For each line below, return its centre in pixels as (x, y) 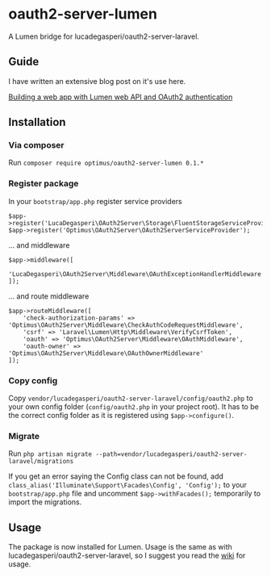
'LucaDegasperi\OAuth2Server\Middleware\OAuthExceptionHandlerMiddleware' (137, 274)
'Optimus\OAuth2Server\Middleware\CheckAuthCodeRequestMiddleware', (126, 325)
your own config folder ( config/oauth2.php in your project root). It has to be (134, 407)
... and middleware (39, 245)
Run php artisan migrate (50, 454)
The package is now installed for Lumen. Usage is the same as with (120, 547)
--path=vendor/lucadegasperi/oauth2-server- (171, 454)
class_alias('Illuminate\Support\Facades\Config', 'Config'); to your (128, 485)
